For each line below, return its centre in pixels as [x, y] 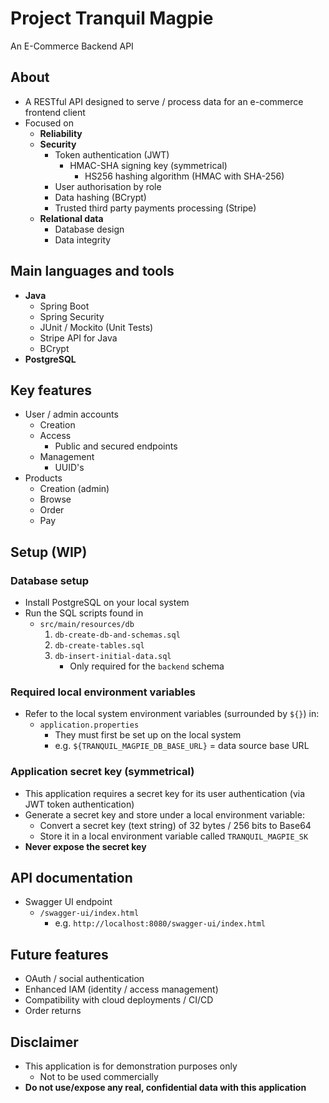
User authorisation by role [108, 186]
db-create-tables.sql [99, 646]
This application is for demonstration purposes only [131, 1066]
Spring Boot [64, 306]
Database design [89, 229]
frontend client [55, 112]
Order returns [53, 1011]
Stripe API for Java [78, 338]
